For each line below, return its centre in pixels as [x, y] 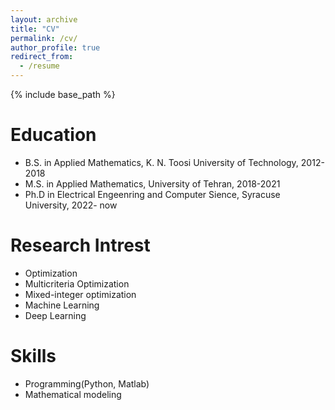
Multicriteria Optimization [77, 283]
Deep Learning [55, 315]
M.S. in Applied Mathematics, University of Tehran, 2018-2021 [152, 183]
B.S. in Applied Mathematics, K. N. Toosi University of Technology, [161, 162]
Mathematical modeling [73, 394]
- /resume [39, 66]
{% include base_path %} [63, 94]
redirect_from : [42, 57]
